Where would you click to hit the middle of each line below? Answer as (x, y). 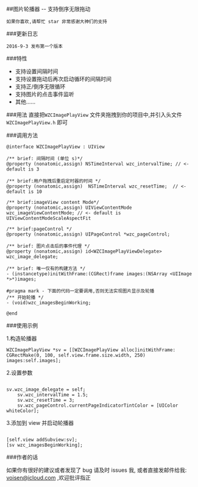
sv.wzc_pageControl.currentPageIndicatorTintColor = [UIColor (98, 405)
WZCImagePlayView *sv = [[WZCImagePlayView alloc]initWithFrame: (91, 350)
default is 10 (24, 192)
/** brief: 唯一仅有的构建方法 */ (46, 268)
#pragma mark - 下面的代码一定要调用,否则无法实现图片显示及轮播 (80, 291)
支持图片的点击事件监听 (44, 94)
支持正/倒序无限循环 (40, 86)
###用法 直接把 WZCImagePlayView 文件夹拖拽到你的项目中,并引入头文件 (94, 115)
